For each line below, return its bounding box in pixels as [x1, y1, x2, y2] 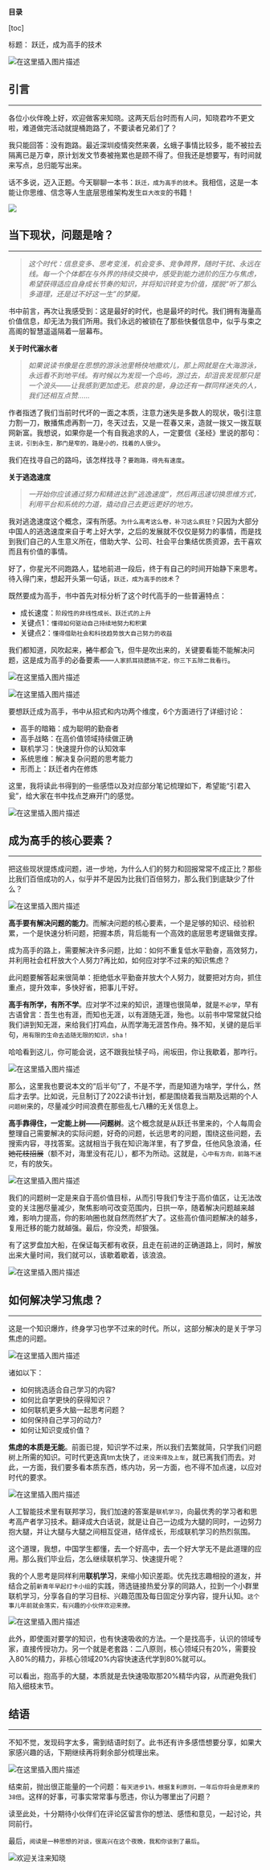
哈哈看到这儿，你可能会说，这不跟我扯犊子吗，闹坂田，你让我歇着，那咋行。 [8, 1047, 262, 1057]
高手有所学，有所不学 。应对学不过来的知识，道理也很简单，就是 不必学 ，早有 [8, 1000, 259, 1010]
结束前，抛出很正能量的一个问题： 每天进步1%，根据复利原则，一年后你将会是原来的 [8, 1781, 260, 1792]
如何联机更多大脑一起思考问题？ [19, 1405, 126, 1415]
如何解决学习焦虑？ [8, 1293, 104, 1307]
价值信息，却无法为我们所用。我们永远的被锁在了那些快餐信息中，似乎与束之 [8, 316, 262, 326]
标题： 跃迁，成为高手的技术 [8, 39, 102, 49]
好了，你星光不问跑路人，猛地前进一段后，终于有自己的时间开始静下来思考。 [8, 563, 262, 573]
